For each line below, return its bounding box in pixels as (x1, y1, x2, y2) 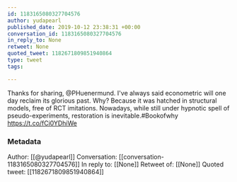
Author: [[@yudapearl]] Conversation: (7, 152, 118, 161)
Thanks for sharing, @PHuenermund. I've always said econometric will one (7, 89, 226, 97)
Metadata (7, 136, 41, 146)
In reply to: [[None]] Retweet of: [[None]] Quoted (81, 160, 224, 169)
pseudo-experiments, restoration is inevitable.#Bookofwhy (7, 111, 179, 120)
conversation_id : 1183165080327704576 (7, 30, 122, 38)
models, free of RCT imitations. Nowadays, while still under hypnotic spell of (7, 103, 230, 112)
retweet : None (7, 43, 50, 50)
